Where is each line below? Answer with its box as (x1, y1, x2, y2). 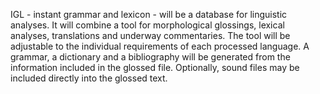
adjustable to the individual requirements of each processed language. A (10, 40, 310, 52)
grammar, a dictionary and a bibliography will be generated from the (10, 51, 291, 63)
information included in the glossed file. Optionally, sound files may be (10, 62, 300, 73)
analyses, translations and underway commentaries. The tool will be (10, 30, 291, 41)
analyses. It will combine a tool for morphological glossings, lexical (10, 19, 285, 31)
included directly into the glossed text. (10, 72, 168, 84)
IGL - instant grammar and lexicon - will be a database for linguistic (10, 9, 288, 20)
